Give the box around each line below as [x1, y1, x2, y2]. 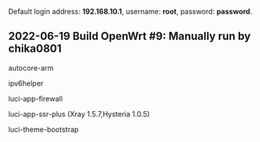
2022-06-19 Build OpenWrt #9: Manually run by [8, 29, 251, 43]
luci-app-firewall [8, 94, 63, 103]
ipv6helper [8, 79, 44, 88]
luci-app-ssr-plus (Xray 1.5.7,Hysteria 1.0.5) [8, 109, 150, 118]
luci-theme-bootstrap [8, 125, 79, 134]
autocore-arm [8, 63, 54, 72]
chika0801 [8, 42, 62, 56]
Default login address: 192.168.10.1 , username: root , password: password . [8, 7, 253, 16]
